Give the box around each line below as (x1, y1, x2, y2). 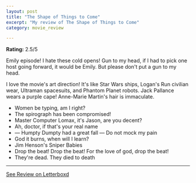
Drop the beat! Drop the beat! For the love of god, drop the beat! (14, 148, 169, 155)
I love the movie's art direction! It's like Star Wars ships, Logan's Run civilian (6, 81, 188, 88)
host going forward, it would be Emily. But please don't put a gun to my (6, 64, 177, 71)
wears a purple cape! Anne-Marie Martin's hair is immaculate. (6, 93, 155, 100)
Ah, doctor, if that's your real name (14, 123, 98, 130)
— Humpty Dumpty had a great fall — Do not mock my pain (14, 129, 157, 136)
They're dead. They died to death (14, 154, 95, 161)
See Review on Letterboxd (6, 171, 69, 178)
